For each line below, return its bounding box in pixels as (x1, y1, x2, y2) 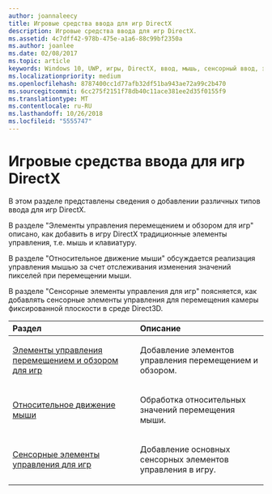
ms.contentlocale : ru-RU (8, 102, 92, 110)
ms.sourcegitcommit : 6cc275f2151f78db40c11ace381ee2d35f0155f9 (8, 87, 227, 96)
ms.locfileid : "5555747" (8, 117, 92, 126)
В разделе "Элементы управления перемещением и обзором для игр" (8, 220, 254, 230)
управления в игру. (140, 463, 216, 475)
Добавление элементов (140, 344, 235, 356)
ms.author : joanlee (8, 42, 74, 50)
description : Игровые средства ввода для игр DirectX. (8, 27, 198, 35)
